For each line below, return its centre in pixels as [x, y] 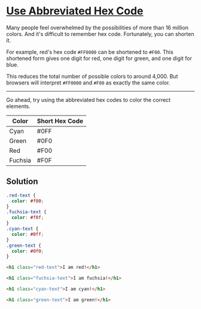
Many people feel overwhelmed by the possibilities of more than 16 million [97, 28]
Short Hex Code [60, 121]
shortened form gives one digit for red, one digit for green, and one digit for [99, 58]
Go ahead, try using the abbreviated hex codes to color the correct [89, 99]
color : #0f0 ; [28, 251]
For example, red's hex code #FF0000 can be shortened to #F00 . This [90, 51]
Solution [22, 182]
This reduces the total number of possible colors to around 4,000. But [92, 76]
